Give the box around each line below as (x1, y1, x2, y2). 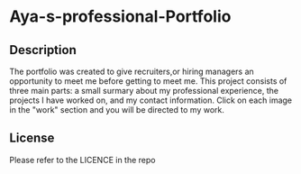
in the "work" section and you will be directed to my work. (9, 105, 225, 114)
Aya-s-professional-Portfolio (9, 6, 232, 27)
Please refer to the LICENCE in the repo (9, 154, 156, 165)
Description (9, 42, 77, 58)
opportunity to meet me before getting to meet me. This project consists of (9, 76, 287, 87)
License (9, 131, 55, 146)
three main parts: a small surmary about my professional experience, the (9, 86, 279, 96)
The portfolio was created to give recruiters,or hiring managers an (9, 66, 254, 77)
